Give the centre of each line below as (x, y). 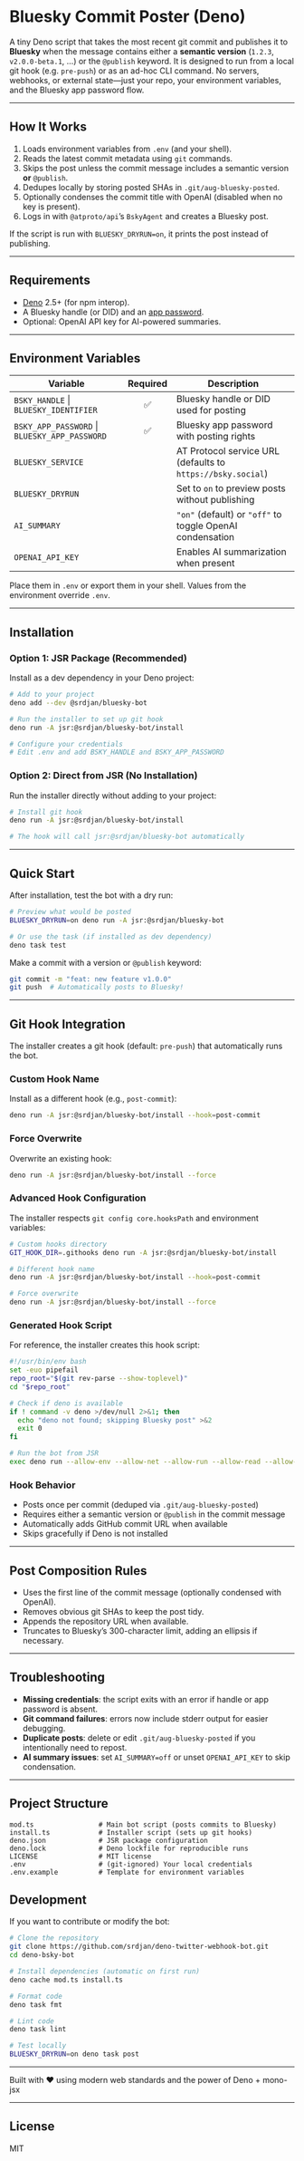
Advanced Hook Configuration (78, 1198)
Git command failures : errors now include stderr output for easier (145, 1718)
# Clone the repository (54, 1938)
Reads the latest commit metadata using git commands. (128, 158)
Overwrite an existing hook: (61, 1158)
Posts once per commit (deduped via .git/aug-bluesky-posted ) (141, 1505)
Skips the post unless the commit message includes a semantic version (156, 168)
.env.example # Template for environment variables (127, 1872)
